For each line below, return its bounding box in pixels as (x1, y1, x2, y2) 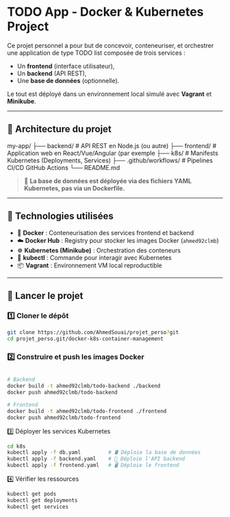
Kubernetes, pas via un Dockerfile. (23, 184, 125, 192)
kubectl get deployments (7, 496, 78, 504)
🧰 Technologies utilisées (7, 211, 114, 222)
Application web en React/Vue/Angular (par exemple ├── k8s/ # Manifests (7, 149, 219, 157)
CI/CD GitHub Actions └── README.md (7, 163, 120, 171)
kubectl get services (7, 503, 69, 510)
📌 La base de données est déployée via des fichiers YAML (23, 176, 192, 185)
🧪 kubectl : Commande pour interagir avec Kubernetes (16, 253, 172, 261)
